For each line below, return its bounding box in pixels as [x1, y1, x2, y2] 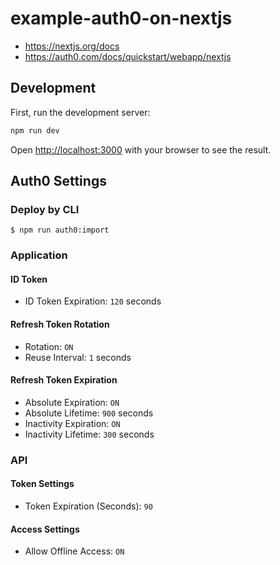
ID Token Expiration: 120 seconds [24, 295, 162, 307]
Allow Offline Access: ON [24, 545, 125, 557]
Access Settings [10, 523, 80, 535]
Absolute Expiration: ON [24, 396, 120, 408]
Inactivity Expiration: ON [24, 417, 121, 429]
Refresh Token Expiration [10, 374, 118, 386]
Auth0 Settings [10, 173, 107, 190]
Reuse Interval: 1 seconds [24, 351, 132, 363]
